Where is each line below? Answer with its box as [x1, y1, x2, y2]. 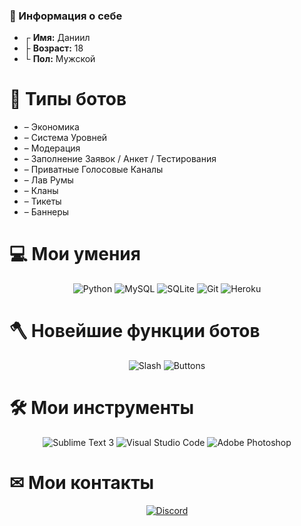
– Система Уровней [23, 132, 108, 144]
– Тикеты [23, 195, 62, 208]
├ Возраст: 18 [23, 42, 84, 54]
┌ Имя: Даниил [23, 32, 91, 44]
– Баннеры [23, 206, 70, 218]
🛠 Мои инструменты [9, 397, 195, 419]
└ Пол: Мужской [23, 53, 96, 65]
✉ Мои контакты [9, 472, 155, 494]
